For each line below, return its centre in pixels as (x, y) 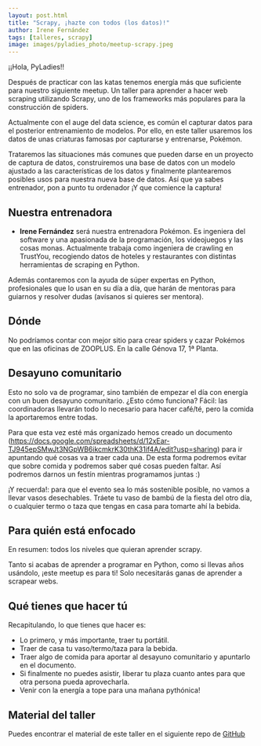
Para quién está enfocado (72, 530)
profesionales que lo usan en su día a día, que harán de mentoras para (122, 288)
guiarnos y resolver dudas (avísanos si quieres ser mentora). (106, 296)
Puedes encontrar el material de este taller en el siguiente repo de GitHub (127, 734)
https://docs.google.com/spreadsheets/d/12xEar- (90, 441)
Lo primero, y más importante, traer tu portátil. (94, 640)
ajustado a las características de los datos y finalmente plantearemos (120, 171)
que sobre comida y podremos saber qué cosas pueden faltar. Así (115, 466)
